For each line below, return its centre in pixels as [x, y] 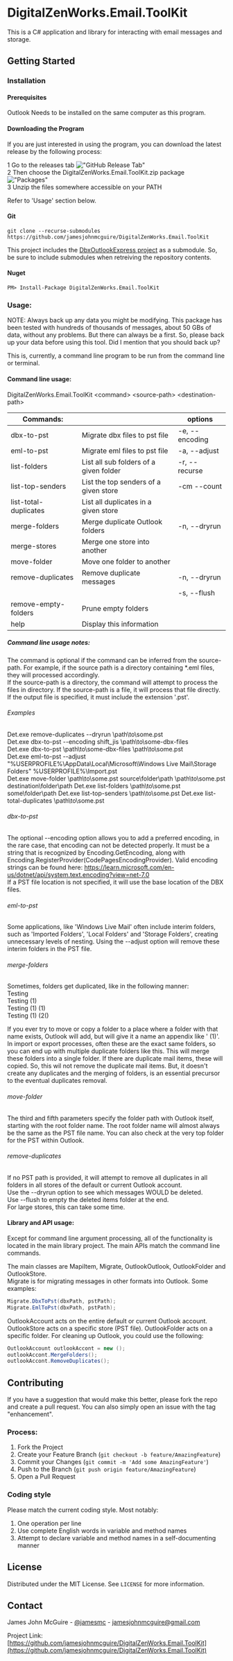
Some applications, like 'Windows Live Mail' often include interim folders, [112, 927]
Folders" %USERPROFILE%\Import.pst [62, 771]
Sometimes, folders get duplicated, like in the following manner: [98, 986]
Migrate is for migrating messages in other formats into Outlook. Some [108, 1281]
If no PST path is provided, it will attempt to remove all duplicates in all [107, 1177]
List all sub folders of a [119, 462]
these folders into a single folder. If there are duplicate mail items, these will [115, 1059]
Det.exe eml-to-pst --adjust [47, 756]
